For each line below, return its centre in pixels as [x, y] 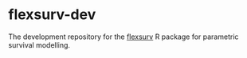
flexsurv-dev [52, 15]
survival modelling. [39, 44]
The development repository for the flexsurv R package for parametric [123, 37]
